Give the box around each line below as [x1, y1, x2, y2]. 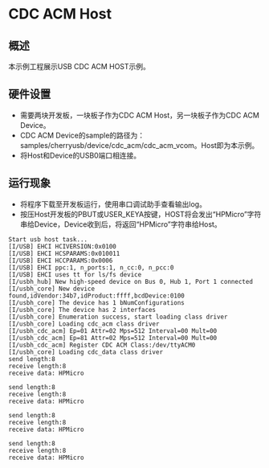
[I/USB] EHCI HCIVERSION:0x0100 [8, 242, 116, 250]
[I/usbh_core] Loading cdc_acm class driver [8, 319, 160, 328]
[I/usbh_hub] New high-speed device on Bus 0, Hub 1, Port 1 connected [8, 277, 253, 285]
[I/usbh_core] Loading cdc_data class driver [8, 347, 163, 356]
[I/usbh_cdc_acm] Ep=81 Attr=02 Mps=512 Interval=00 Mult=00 [8, 334, 218, 342]
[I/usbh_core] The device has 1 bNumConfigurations [8, 298, 185, 306]
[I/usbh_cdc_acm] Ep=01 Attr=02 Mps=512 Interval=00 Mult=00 [8, 326, 218, 335]
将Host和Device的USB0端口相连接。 [19, 150, 141, 160]
